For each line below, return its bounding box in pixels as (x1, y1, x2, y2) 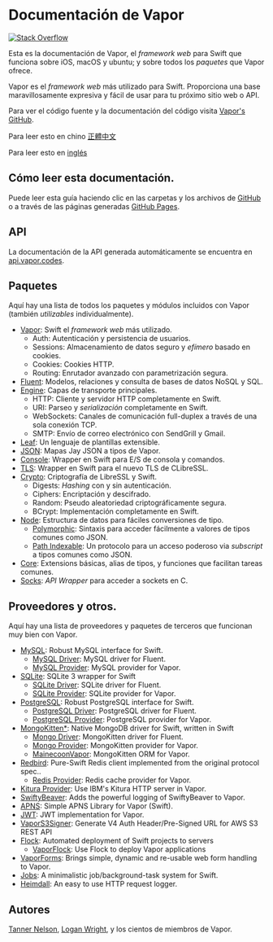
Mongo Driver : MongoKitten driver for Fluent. (32, 732, 184, 742)
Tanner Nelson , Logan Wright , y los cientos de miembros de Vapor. (8, 924, 233, 934)
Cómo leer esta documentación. (8, 171, 175, 185)
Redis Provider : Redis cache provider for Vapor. (32, 775, 192, 785)
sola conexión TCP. (32, 420, 97, 430)
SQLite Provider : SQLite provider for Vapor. (32, 689, 176, 699)
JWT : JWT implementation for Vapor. (19, 810, 145, 820)
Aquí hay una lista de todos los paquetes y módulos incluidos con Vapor (8, 300, 250, 310)
